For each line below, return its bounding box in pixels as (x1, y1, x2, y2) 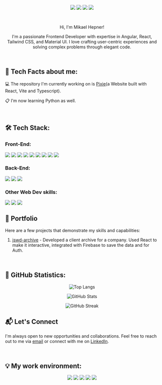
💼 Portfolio (5, 214, 38, 223)
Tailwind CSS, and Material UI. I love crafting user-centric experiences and (7, 39, 157, 44)
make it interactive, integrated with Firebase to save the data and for (12, 242, 150, 248)
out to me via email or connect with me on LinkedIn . (5, 338, 109, 344)
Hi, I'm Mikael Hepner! (60, 24, 104, 30)
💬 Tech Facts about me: (5, 67, 78, 76)
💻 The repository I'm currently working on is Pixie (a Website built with (5, 81, 147, 86)
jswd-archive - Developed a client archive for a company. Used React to (12, 237, 157, 243)
